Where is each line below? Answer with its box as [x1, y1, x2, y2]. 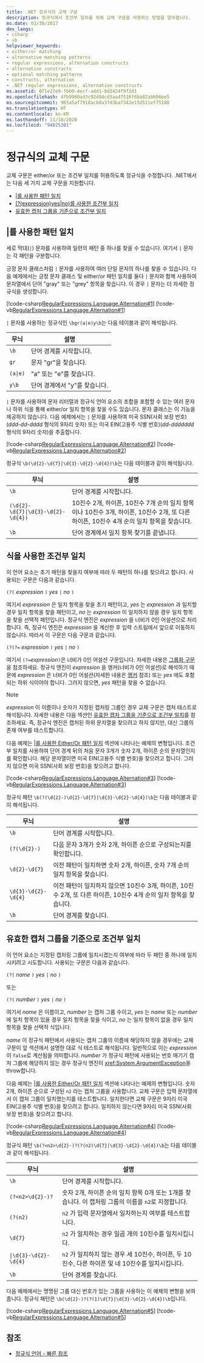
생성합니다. [22, 288, 49, 295]
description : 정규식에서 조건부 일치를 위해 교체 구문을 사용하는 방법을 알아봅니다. [6, 15, 191, 21]
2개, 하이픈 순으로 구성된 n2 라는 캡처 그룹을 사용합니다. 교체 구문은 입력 [6, 1087, 177, 1094]
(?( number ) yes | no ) [6, 996, 67, 1003]
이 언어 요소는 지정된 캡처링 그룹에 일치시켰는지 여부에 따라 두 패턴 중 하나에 [6, 951, 186, 958]
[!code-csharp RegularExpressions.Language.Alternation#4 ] [6, 1122, 156, 1130]
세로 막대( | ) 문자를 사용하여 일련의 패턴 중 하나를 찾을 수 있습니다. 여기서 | [6, 244, 182, 252]
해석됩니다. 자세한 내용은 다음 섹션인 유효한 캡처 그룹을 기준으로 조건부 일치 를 [6, 711, 189, 718]
